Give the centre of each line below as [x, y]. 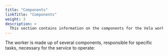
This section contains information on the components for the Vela [81, 28]
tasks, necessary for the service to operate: [50, 48]
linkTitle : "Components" [31, 14]
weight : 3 [15, 19]
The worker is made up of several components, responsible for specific [79, 42]
